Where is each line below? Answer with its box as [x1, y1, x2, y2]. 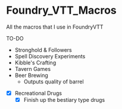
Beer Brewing [14, 71, 49, 79]
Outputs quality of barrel [23, 78, 85, 85]
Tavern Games [14, 65, 51, 72]
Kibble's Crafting [14, 59, 57, 66]
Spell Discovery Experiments [14, 52, 86, 60]
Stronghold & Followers [14, 46, 73, 54]
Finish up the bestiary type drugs [23, 96, 105, 103]
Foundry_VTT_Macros [6, 4, 117, 17]
